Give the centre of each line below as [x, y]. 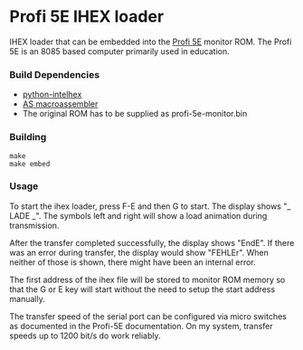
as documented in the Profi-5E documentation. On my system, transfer [141, 326]
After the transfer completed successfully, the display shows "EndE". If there [152, 242]
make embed [30, 164]
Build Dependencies [55, 74]
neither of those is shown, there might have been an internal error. [133, 262]
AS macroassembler [60, 104]
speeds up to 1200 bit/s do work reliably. [85, 336]
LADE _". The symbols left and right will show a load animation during [138, 215]
